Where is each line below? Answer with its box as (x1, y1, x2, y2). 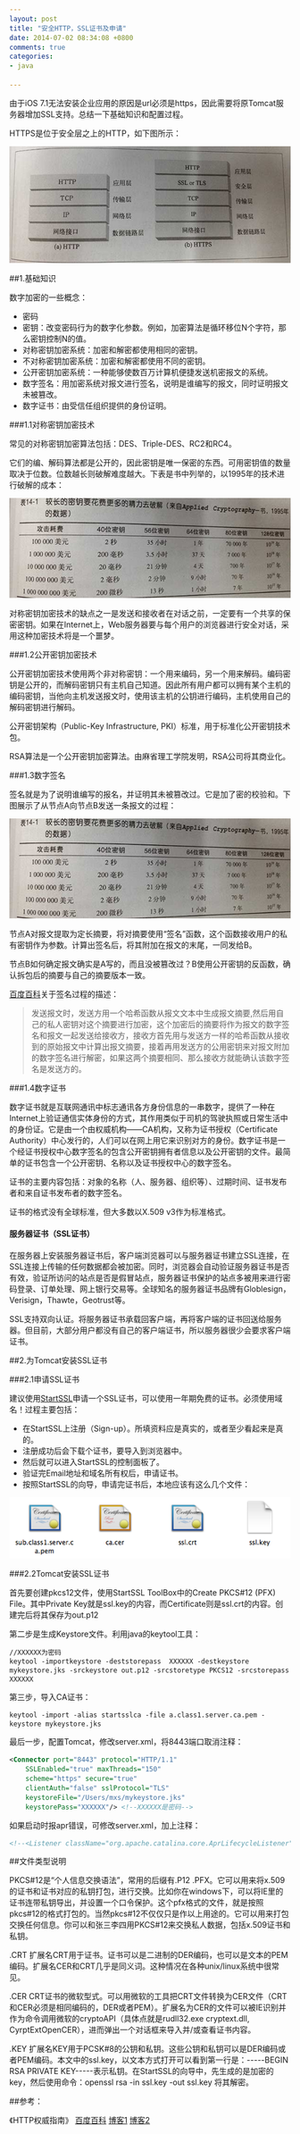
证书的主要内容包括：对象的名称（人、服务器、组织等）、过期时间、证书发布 (9, 1176, 287, 1187)
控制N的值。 (46, 333, 92, 344)
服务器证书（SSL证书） (9, 1228, 96, 1239)
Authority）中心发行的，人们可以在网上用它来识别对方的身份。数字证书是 (9, 1134, 279, 1145)
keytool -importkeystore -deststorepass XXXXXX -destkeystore (9, 1657, 250, 1666)
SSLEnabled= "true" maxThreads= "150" (25, 1765, 162, 1774)
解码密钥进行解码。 (9, 701, 80, 712)
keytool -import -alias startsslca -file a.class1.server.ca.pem (9, 1711, 257, 1720)
